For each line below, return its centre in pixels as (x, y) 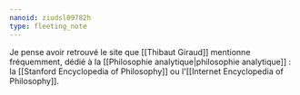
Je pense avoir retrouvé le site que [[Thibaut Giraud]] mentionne (130, 52)
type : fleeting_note (49, 26)
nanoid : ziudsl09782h (50, 18)
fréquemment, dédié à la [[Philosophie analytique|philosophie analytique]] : (150, 62)
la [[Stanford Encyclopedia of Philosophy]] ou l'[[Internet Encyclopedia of (146, 71)
